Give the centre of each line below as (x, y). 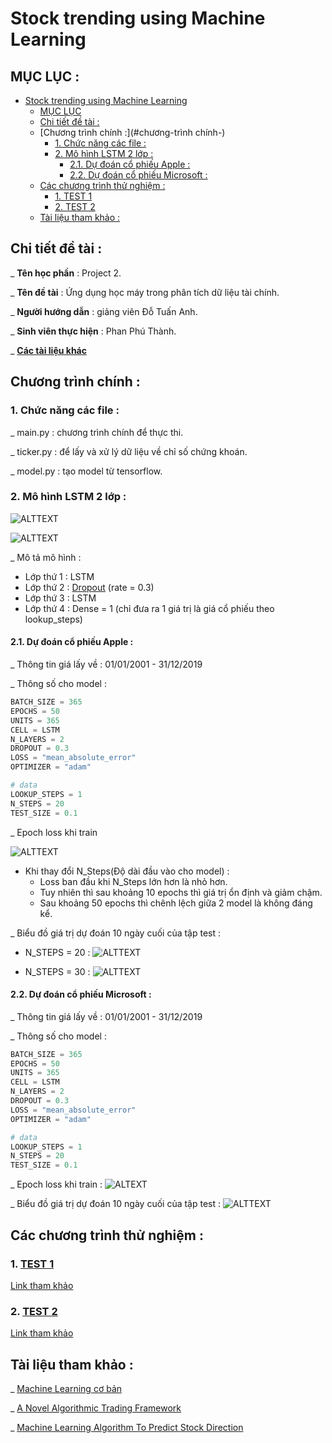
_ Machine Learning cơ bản (66, 1388)
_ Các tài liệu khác (48, 350)
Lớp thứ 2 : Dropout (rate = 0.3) (89, 587)
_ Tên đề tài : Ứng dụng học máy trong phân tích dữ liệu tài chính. (145, 292)
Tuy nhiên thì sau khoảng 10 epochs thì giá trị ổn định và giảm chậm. (181, 892)
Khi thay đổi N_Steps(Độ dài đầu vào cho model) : (127, 871)
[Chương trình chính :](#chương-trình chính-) (132, 132)
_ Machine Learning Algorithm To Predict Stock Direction (127, 1427)
